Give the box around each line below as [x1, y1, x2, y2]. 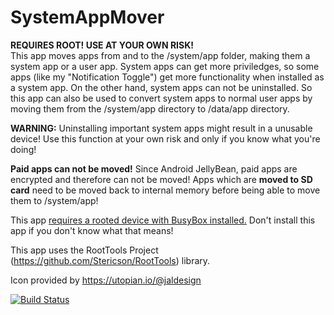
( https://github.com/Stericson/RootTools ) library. [10, 254, 211, 266]
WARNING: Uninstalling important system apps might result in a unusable [10, 122, 313, 134]
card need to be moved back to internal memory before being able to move [10, 184, 321, 196]
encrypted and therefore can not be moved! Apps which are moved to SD [10, 173, 313, 185]
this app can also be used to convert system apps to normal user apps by [10, 92, 313, 104]
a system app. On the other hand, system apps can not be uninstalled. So [10, 81, 313, 93]
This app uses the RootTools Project [10, 244, 159, 256]
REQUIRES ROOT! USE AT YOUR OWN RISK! [10, 39, 194, 51]
